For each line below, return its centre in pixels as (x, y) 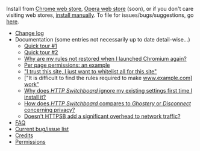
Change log (29, 33)
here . (13, 21)
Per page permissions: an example (67, 65)
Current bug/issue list (42, 129)
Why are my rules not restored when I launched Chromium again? (105, 59)
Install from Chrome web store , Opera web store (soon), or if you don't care (100, 9)
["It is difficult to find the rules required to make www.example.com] (108, 78)
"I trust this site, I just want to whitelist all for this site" (90, 71)
